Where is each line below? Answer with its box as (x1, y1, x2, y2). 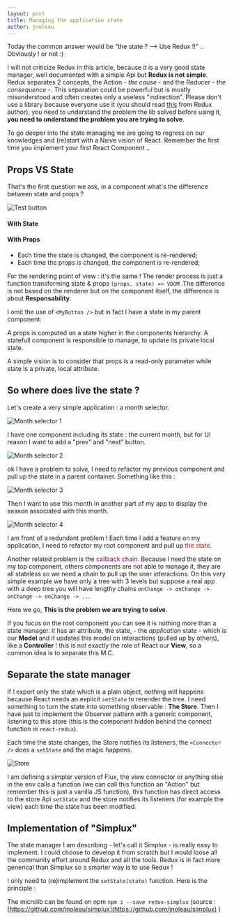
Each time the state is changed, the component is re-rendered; (17, 251, 198, 259)
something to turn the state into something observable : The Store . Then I (7, 702, 219, 710)
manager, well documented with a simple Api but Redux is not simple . (7, 71, 208, 79)
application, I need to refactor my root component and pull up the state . (7, 541, 212, 549)
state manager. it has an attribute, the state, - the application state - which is (7, 626, 227, 634)
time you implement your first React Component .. (7, 144, 150, 152)
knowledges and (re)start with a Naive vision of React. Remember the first (7, 136, 219, 145)
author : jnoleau (7, 23, 54, 30)
